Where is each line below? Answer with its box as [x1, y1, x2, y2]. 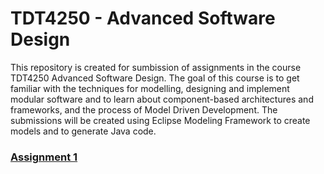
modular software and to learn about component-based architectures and [10, 93, 314, 105]
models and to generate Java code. [10, 125, 157, 137]
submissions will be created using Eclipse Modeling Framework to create [10, 114, 311, 126]
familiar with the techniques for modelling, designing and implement [10, 82, 290, 94]
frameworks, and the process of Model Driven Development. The [10, 103, 278, 116]
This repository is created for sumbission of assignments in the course [10, 61, 302, 73]
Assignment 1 [10, 150, 78, 164]
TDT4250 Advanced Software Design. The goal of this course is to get [10, 72, 300, 84]
